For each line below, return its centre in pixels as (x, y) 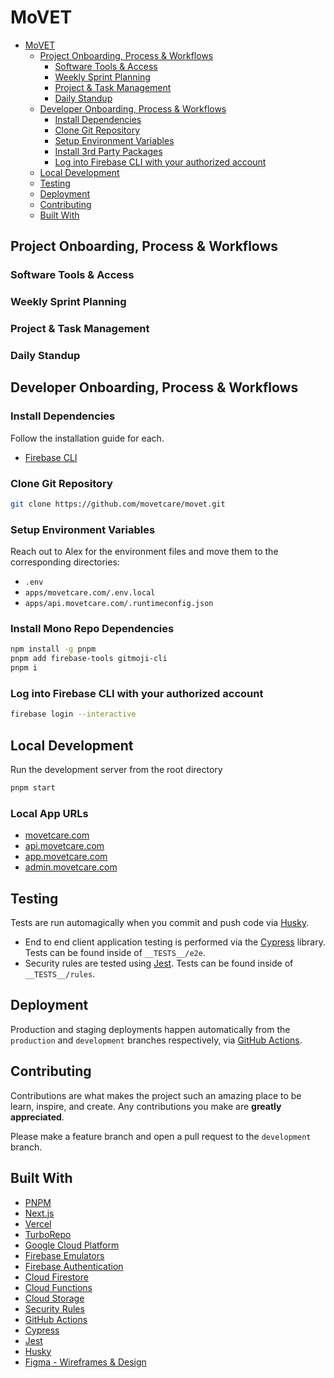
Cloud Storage (54, 1298)
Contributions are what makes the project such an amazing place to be (156, 1095)
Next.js (39, 1213)
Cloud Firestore (56, 1277)
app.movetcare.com (66, 857)
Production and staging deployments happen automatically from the (150, 1029)
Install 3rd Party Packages (108, 151)
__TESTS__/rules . (60, 974)
